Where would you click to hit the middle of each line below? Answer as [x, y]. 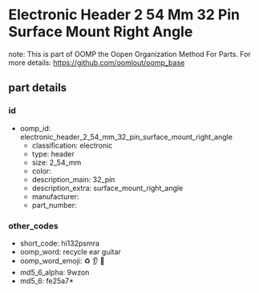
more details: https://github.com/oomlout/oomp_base [97, 63]
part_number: [54, 205]
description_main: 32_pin [73, 179]
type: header [53, 153]
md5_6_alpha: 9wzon [55, 272]
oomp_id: [35, 128]
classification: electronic [72, 145]
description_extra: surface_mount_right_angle [107, 188]
